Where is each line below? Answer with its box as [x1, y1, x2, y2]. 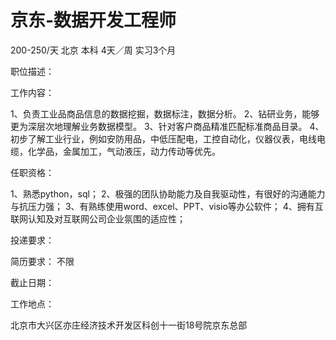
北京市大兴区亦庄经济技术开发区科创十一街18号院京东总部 [10, 319, 248, 331]
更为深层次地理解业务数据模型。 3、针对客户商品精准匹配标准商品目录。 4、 [10, 120, 325, 132]
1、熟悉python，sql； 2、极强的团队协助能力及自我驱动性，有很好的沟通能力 [10, 187, 326, 200]
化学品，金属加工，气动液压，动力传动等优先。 [27, 145, 221, 157]
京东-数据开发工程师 [10, 9, 177, 32]
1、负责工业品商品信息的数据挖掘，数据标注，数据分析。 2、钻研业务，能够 [10, 107, 320, 120]
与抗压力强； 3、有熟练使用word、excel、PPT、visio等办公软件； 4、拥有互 [10, 200, 324, 212]
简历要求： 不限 [10, 255, 75, 267]
